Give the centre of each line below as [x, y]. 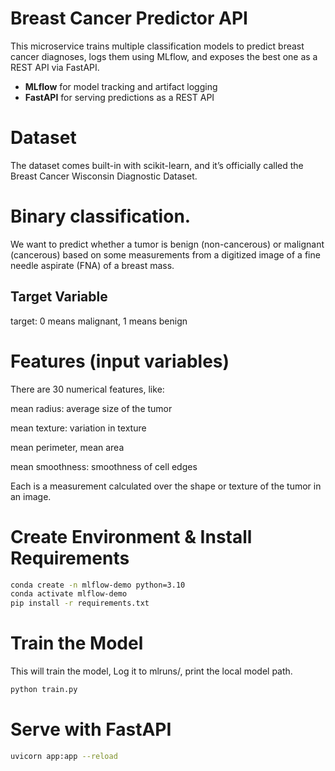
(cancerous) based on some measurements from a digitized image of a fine [165, 254]
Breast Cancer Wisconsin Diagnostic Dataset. [104, 176]
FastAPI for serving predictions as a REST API [119, 97]
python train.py [44, 690]
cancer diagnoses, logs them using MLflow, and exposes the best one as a [164, 56]
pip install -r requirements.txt [80, 603]
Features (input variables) [120, 361]
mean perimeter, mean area [67, 447]
